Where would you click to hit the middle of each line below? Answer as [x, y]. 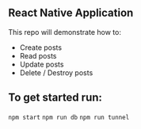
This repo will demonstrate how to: [65, 32]
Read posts [38, 55]
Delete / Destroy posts [56, 72]
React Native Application [71, 13]
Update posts [42, 64]
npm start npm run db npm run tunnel [69, 117]
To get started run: [55, 98]
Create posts [40, 47]
